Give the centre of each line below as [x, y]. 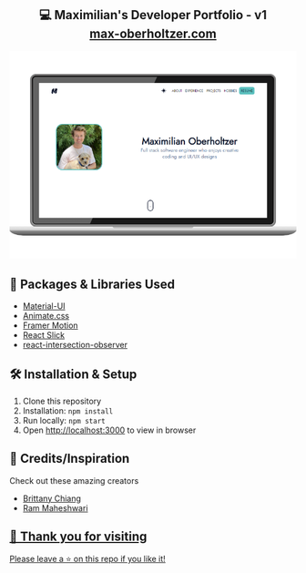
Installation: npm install [68, 410]
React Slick [44, 334]
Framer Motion [51, 325]
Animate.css [46, 315]
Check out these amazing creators [74, 480]
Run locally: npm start [64, 420]
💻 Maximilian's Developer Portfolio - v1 [153, 15]
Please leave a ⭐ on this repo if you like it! [87, 559]
